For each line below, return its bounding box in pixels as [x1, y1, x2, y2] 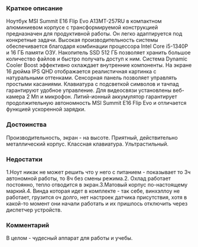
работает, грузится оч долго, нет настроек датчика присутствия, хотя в [6, 194, 187, 201]
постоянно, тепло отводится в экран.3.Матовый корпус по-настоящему [6, 181, 188, 188]
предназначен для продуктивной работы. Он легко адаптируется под [6, 30, 183, 37]
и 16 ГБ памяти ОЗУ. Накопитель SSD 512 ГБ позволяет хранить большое [6, 49, 191, 56]
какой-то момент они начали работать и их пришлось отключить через [6, 200, 188, 207]
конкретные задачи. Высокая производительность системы [6, 37, 158, 44]
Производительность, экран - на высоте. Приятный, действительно [6, 134, 178, 141]
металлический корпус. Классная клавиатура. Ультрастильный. [6, 140, 169, 147]
